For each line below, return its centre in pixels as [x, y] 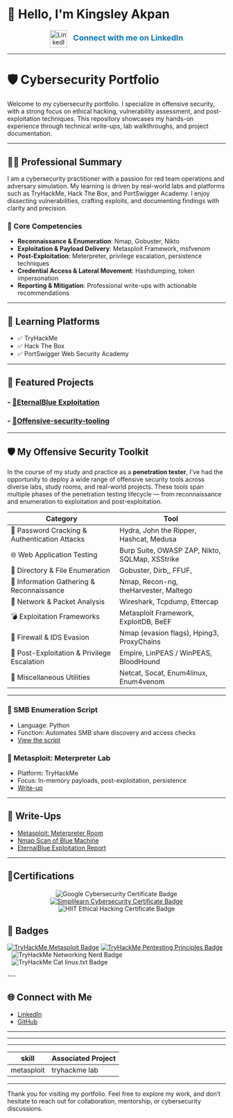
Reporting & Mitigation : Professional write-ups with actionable [107, 286]
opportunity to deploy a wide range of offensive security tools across [106, 480]
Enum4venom [142, 682]
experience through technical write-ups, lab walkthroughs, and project [108, 126]
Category [62, 519]
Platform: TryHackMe [48, 773]
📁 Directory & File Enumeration [61, 571]
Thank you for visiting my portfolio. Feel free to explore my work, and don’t [114, 1094]
